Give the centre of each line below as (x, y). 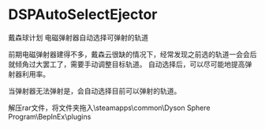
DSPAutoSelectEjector (83, 15)
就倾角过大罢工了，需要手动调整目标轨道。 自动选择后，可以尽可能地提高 (127, 64)
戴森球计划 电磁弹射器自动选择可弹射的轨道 (78, 37)
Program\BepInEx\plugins (50, 116)
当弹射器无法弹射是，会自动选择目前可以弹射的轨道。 (95, 91)
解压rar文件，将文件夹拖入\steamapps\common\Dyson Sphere (109, 108)
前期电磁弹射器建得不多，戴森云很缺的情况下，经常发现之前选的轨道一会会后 (132, 54)
